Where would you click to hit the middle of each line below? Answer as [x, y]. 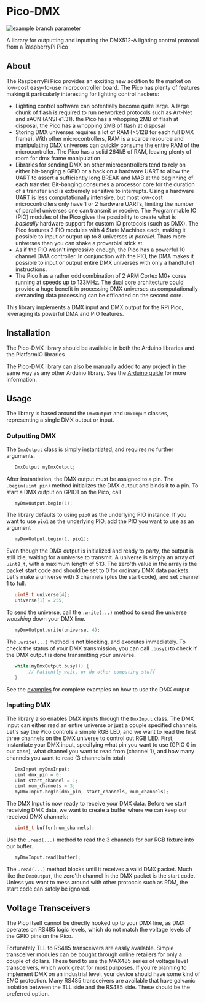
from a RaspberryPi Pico [38, 47]
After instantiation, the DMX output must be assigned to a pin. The [90, 479]
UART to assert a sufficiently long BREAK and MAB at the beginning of [104, 178]
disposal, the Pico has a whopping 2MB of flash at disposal [90, 125]
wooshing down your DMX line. [46, 619]
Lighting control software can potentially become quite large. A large [102, 106]
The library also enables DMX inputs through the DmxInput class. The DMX [100, 718]
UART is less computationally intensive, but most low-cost [89, 197]
